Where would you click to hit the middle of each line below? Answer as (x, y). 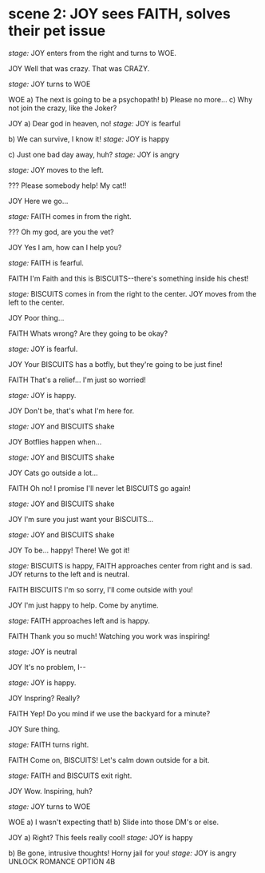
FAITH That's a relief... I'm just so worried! (77, 380)
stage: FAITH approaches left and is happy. (79, 620)
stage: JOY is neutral (43, 652)
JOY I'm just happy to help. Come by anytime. (83, 605)
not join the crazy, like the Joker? (63, 108)
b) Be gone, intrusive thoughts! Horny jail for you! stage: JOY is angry (123, 853)
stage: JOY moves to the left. (56, 169)
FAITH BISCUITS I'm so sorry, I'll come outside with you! (101, 589)
